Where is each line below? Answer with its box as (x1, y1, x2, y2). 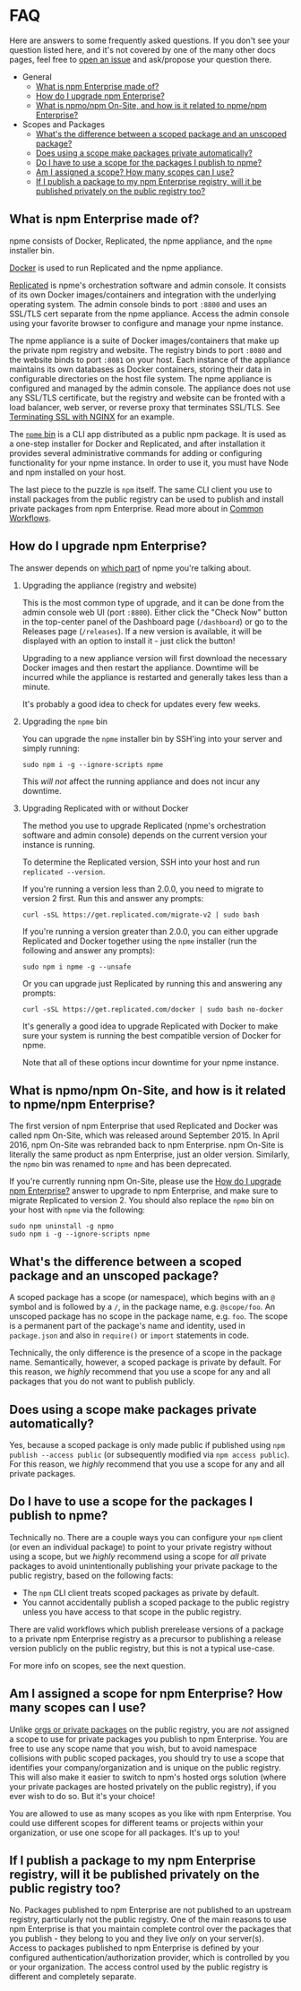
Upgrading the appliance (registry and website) (21, 580, 197, 590)
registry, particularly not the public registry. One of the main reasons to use (9, 1914, 287, 1925)
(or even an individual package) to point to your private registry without (9, 1541, 272, 1552)
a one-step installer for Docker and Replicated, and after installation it (9, 438, 266, 449)
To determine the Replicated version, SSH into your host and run (21, 857, 261, 867)
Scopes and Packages (21, 118, 106, 130)
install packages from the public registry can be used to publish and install (9, 494, 284, 504)
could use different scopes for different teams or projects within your (9, 1817, 264, 1828)
